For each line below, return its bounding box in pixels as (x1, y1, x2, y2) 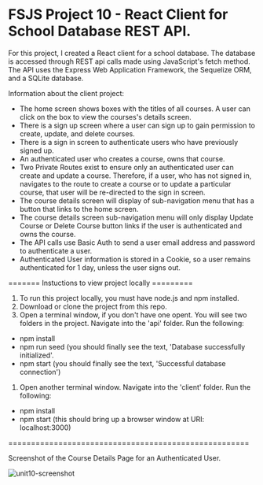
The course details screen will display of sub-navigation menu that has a (19, 195, 255, 205)
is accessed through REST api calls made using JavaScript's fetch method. (8, 57, 251, 66)
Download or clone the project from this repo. (19, 302, 167, 311)
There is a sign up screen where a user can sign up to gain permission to (19, 120, 256, 130)
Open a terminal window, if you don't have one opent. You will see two (19, 309, 247, 320)
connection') (19, 367, 61, 376)
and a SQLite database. (8, 73, 84, 83)
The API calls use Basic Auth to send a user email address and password (19, 238, 255, 247)
